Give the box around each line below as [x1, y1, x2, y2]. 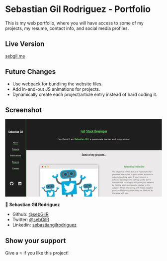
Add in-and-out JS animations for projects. [12, 86, 100, 92]
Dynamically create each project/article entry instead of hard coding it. [12, 91, 158, 97]
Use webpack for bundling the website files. [12, 81, 103, 87]
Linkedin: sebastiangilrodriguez [12, 222, 77, 228]
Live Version [5, 40, 45, 48]
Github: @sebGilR [12, 211, 49, 218]
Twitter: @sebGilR [12, 217, 50, 223]
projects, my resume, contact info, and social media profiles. [5, 25, 129, 31]
